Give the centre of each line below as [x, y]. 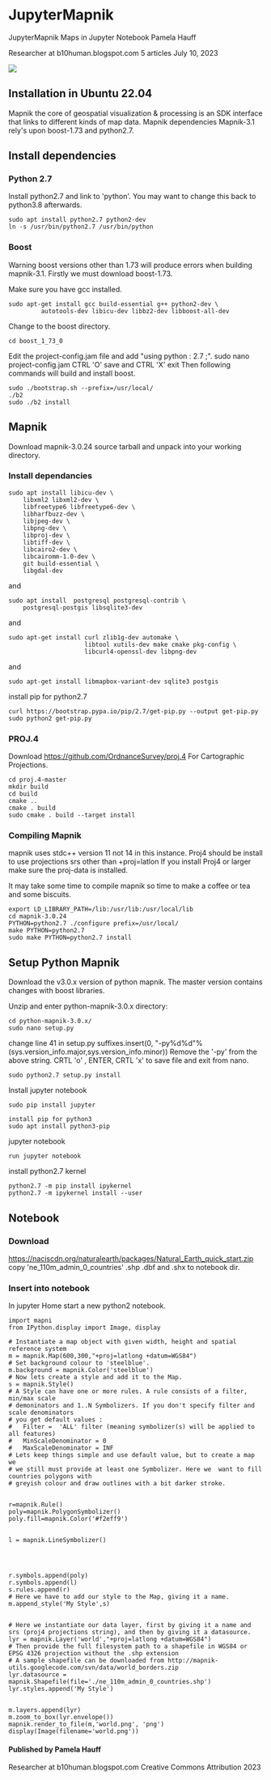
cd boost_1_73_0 [36, 341]
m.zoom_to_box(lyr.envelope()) [61, 1718]
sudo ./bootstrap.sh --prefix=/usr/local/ [81, 388]
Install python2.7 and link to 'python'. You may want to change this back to [132, 197]
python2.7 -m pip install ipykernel [70, 1186]
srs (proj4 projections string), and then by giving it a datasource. [130, 1633]
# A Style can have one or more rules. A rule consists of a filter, [128, 1391]
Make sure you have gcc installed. [66, 289]
